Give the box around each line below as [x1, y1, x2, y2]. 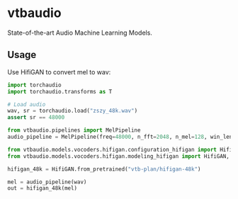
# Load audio [7, 101, 46, 108]
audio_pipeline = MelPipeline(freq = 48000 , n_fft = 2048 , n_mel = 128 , [7, 133, 208, 140]
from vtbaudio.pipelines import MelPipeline [7, 127, 141, 134]
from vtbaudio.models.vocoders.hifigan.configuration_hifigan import [7, 146, 217, 153]
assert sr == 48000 [7, 114, 65, 121]
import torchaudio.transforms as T [7, 88, 113, 95]
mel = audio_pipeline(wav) [7, 178, 87, 186]
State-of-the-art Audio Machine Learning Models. [7, 28, 152, 37]
